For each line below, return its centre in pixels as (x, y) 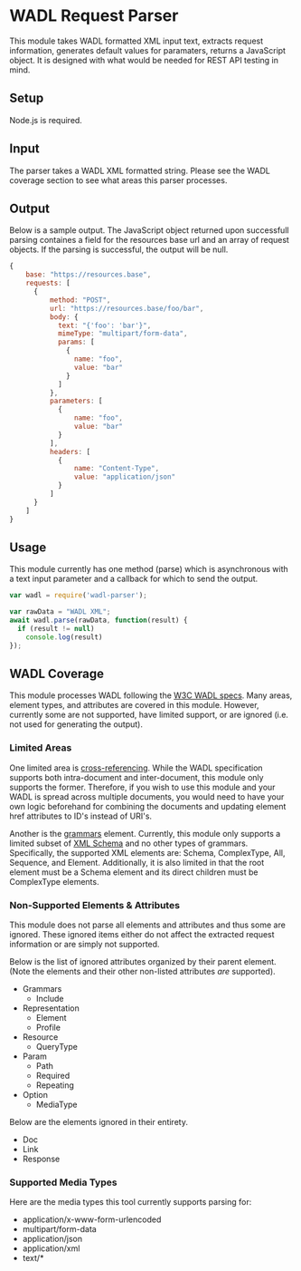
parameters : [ (76, 401)
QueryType (57, 1046)
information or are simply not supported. (85, 944)
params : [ (76, 342)
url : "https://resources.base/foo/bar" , (127, 308)
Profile (48, 1027)
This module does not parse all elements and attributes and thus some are (148, 925)
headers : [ (70, 451)
